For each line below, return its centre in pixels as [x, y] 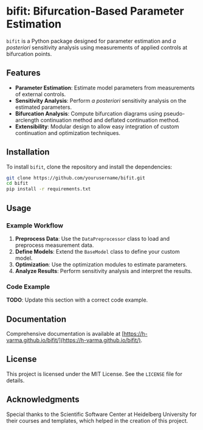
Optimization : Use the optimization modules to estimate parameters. [101, 264]
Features [23, 73]
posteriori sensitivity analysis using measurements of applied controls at [97, 47]
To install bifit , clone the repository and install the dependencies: [89, 167]
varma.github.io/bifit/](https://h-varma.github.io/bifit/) [74, 340]
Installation [28, 152]
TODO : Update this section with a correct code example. [77, 300]
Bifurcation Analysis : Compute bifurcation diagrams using [89, 113]
